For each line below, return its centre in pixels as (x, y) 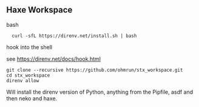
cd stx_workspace (28, 75)
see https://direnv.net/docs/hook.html (54, 59)
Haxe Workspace (39, 10)
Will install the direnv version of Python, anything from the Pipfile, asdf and (100, 92)
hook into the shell (29, 47)
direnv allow (23, 81)
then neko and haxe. (32, 98)
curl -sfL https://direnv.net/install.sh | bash (74, 36)
